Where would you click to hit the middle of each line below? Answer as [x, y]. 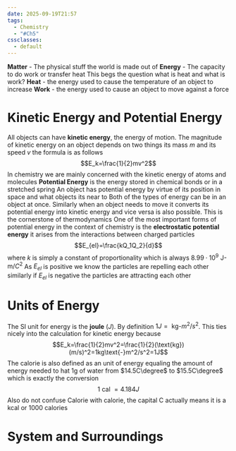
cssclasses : [25, 40]
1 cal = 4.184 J [118, 390]
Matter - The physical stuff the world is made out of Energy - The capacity [116, 67]
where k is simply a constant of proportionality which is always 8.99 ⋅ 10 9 [113, 257]
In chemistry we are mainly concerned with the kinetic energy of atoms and [117, 174]
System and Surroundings [85, 437]
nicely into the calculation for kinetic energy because [84, 334]
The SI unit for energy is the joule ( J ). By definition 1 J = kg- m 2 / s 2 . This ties [117, 325]
